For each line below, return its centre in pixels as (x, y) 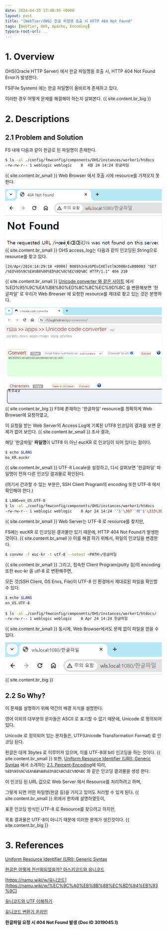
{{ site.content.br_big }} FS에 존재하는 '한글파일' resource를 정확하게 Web (79, 408)
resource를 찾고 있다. (26, 257)
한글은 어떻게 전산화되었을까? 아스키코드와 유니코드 (55, 870)
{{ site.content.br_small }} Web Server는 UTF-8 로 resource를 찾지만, (75, 522)
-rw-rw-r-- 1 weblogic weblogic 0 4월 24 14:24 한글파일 (67, 165)
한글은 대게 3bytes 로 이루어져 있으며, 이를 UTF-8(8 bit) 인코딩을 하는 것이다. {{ (83, 753)
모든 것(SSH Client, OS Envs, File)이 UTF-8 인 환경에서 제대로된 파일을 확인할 (82, 581)
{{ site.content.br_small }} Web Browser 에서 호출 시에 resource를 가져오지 (80, 175)
